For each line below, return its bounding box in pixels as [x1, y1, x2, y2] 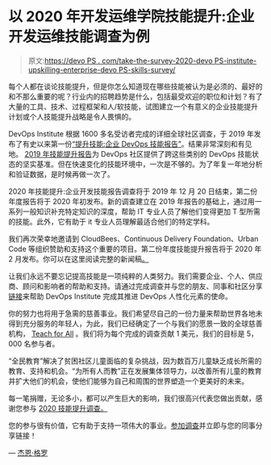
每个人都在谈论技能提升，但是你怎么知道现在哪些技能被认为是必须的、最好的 [8, 82, 263, 91]
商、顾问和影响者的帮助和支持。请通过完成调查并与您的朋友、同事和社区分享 [8, 281, 263, 291]
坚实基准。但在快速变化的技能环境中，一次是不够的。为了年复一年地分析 [22, 159, 263, 169]
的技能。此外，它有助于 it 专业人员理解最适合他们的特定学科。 [8, 216, 215, 226]
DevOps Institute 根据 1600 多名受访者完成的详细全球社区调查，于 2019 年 [8, 128, 254, 138]
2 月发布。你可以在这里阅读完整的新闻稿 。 [8, 253, 149, 263]
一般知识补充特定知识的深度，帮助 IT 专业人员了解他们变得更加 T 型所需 [22, 207, 261, 216]
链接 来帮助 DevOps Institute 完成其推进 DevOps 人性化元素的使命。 [8, 291, 232, 301]
